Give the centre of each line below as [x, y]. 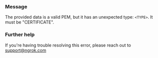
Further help [20, 35]
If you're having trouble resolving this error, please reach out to [68, 45]
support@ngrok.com [26, 50]
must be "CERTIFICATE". [30, 22]
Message [16, 7]
